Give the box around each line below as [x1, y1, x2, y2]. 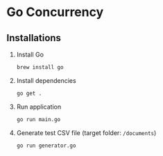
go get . [16, 90, 42, 97]
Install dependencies [16, 76, 77, 84]
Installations [6, 32, 62, 44]
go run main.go [16, 116, 61, 123]
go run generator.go [16, 142, 76, 149]
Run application [16, 102, 62, 111]
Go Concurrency [6, 4, 104, 20]
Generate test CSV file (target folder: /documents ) [16, 128, 157, 136]
